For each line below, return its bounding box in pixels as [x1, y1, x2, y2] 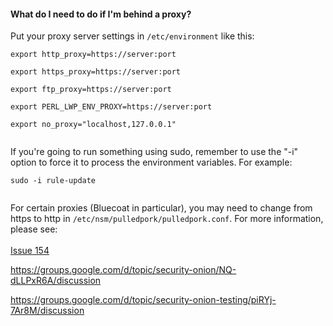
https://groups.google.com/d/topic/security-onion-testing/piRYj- [10, 294, 277, 306]
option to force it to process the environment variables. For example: [10, 156, 293, 169]
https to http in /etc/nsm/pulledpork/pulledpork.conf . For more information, [10, 213, 324, 225]
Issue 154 [10, 245, 50, 257]
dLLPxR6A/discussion [10, 275, 102, 287]
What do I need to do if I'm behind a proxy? [10, 8, 192, 20]
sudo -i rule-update [10, 176, 97, 186]
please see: [10, 223, 58, 235]
